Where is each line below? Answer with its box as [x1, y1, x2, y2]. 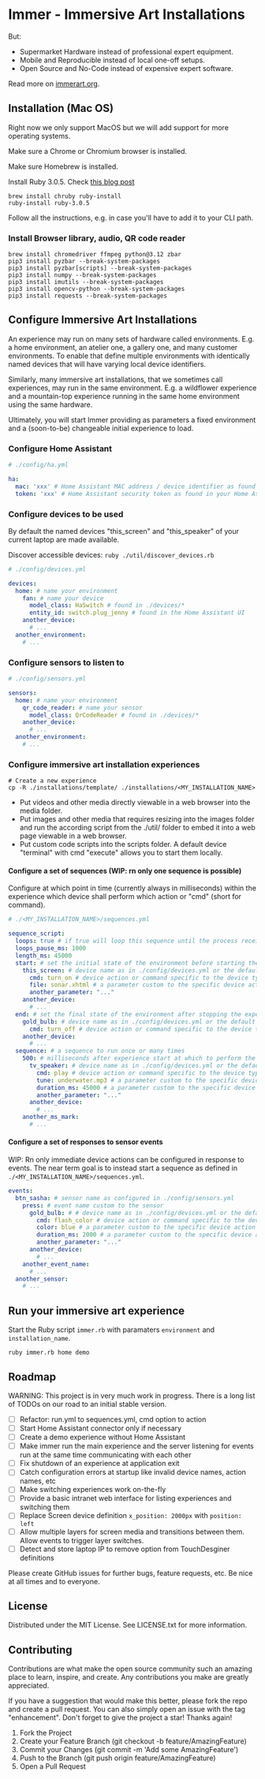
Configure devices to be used [8, 509, 124, 520]
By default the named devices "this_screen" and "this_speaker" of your [8, 526, 239, 535]
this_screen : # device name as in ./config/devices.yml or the [22, 966, 235, 975]
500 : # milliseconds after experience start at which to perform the [22, 1054, 256, 1062]
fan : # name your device [22, 594, 104, 602]
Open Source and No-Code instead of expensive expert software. [19, 63, 234, 73]
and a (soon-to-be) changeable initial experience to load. [8, 423, 194, 433]
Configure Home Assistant [8, 443, 113, 454]
